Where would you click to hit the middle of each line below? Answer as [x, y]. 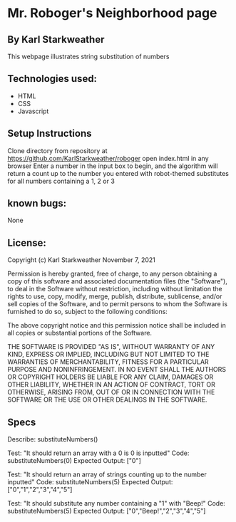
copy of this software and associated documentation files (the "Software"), [118, 281]
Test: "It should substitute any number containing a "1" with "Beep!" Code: [117, 503]
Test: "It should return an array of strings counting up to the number [107, 474]
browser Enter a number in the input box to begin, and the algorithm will [113, 166]
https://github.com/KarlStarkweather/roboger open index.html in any [108, 158]
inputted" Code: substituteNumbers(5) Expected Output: [90, 482]
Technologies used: [52, 79]
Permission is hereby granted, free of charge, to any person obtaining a [112, 274]
